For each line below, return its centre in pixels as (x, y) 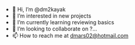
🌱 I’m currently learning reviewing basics (63, 22)
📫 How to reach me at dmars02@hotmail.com (70, 36)
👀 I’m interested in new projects (51, 16)
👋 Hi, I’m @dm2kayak (39, 9)
